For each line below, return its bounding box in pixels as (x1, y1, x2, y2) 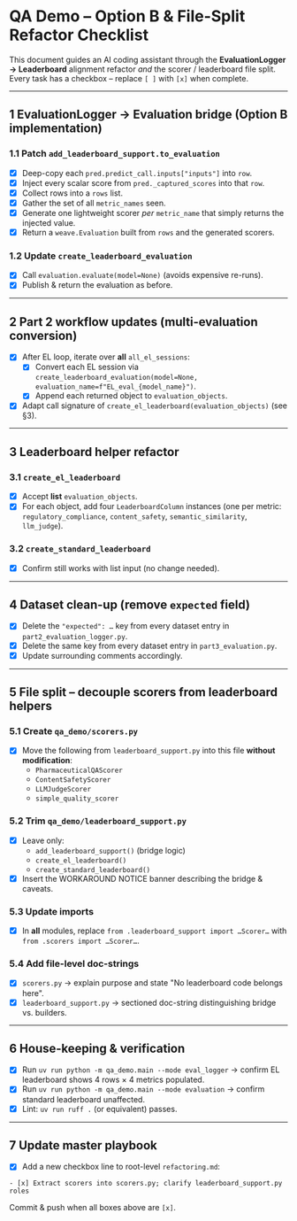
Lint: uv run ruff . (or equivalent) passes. (21, 1103, 178, 1114)
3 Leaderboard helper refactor (9, 444, 179, 460)
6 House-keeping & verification (9, 1041, 186, 1055)
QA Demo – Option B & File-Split (9, 6, 246, 27)
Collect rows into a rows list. (21, 188, 124, 198)
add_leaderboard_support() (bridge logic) (34, 845, 186, 855)
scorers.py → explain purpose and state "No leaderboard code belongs (21, 978, 283, 988)
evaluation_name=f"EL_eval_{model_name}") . (34, 381, 196, 391)
